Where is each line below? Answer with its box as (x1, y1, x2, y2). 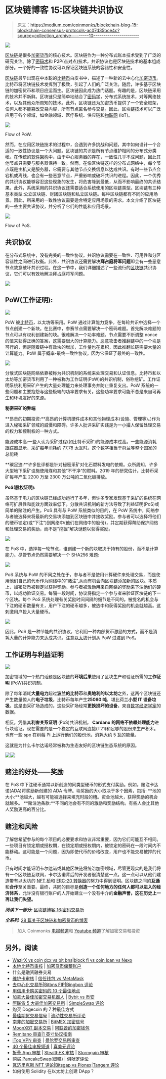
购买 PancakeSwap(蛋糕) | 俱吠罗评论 (12, 1056, 89, 1062)
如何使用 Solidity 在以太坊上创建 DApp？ (12, 1068, 95, 1074)
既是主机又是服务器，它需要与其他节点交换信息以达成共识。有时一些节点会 (9, 166, 161, 172)
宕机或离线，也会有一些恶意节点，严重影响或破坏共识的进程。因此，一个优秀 (5, 172, 161, 178)
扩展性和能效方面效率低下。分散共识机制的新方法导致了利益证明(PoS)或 (13, 501, 160, 507)
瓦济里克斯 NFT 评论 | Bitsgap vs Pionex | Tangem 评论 (12, 1062, 120, 1068)
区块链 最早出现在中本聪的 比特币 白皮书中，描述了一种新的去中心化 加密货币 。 (5, 75, 161, 81)
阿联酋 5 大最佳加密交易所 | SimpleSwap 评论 (12, 1000, 105, 1006)
